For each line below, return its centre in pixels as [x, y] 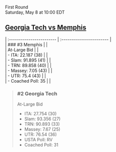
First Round [17, 7]
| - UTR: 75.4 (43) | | [26, 76]
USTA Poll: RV [38, 140]
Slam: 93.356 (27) [42, 119]
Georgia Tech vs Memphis [46, 28]
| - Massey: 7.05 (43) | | [29, 70]
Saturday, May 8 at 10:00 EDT [35, 12]
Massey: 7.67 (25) [42, 130]
